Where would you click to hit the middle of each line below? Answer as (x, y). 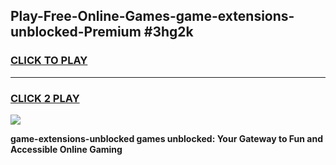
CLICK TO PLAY (49, 61)
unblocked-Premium (76, 32)
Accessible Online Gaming (66, 149)
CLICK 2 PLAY (45, 98)
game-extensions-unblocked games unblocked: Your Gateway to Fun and (166, 138)
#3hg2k (168, 32)
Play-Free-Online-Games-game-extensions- (152, 16)
